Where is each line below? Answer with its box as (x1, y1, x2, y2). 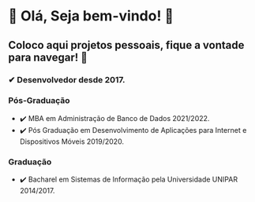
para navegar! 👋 (8, 50, 88, 64)
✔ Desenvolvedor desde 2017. (8, 74, 126, 85)
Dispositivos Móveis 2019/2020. (19, 137, 125, 146)
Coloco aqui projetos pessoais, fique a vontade (8, 39, 245, 52)
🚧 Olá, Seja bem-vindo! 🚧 (8, 7, 174, 25)
